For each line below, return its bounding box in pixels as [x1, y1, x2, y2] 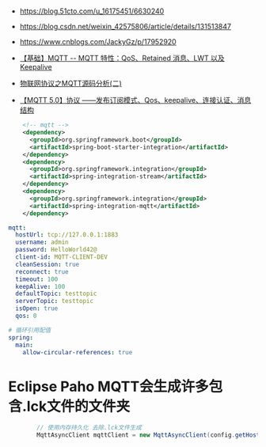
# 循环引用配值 [8, 326, 51, 334]
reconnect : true [15, 267, 69, 275]
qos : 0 [15, 312, 37, 320]
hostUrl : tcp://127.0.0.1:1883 [15, 231, 119, 239]
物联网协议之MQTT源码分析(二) [19, 78, 123, 89]
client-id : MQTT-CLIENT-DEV [15, 253, 108, 261]
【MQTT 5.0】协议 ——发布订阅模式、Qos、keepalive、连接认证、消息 [19, 96, 252, 105]
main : [15, 341, 34, 349]
